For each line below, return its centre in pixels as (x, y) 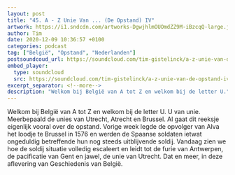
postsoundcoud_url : (36, 59)
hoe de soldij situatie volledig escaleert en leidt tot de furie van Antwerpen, (115, 149)
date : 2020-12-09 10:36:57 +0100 (56, 40)
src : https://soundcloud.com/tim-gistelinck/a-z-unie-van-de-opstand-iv (122, 79)
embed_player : (28, 66)
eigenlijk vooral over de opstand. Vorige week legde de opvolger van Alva (113, 127)
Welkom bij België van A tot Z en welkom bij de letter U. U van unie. (104, 112)
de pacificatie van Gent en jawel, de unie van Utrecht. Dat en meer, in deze (115, 156)
